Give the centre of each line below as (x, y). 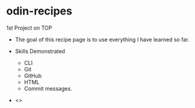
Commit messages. (48, 88)
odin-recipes (39, 11)
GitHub (33, 75)
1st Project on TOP (29, 28)
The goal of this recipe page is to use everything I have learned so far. (102, 39)
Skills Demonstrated (40, 51)
